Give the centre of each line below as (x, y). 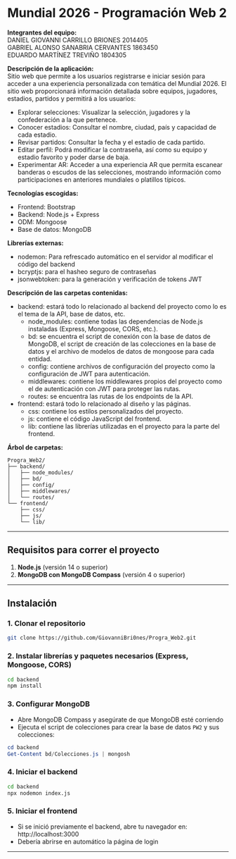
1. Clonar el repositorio (46, 624)
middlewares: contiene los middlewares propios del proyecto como (125, 381)
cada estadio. (37, 135)
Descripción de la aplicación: (51, 68)
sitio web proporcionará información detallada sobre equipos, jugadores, (112, 91)
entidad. (40, 359)
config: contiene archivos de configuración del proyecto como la (122, 366)
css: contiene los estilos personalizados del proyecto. (106, 411)
